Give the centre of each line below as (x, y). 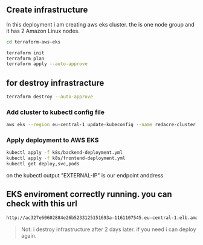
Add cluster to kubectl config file (55, 112)
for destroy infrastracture (55, 83)
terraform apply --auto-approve (47, 64)
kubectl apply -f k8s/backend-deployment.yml (64, 153)
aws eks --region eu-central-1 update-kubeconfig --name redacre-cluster (101, 125)
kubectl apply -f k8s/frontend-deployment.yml (66, 158)
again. (29, 235)
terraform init (25, 53)
